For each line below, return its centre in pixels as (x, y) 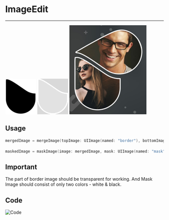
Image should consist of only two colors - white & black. (63, 184)
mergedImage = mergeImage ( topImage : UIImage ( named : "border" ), (73, 140)
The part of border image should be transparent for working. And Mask (79, 179)
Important (21, 167)
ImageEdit (27, 9)
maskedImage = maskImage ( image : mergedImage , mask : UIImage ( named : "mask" (85, 151)
